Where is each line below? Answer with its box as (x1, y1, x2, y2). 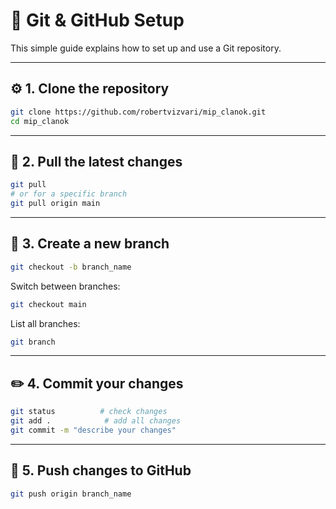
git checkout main (10, 299, 87, 309)
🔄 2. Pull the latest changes (10, 153, 183, 170)
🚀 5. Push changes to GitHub (10, 462, 192, 479)
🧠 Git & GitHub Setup (10, 9, 185, 32)
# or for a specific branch (10, 189, 128, 199)
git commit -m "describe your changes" (10, 425, 177, 435)
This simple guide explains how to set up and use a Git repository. (10, 42, 282, 54)
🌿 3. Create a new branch (10, 235, 170, 253)
